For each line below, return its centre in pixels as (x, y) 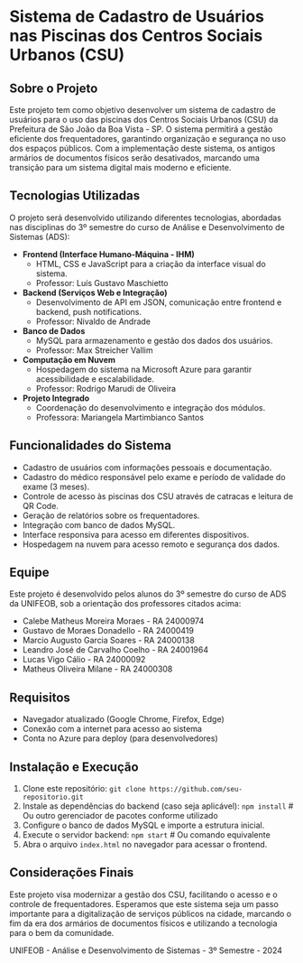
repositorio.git (53, 797)
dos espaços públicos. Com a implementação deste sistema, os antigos (142, 148)
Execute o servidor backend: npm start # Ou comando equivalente (146, 835)
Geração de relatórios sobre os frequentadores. (111, 515)
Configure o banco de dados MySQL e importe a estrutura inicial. (143, 825)
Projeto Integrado (56, 398)
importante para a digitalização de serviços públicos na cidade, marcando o (150, 913)
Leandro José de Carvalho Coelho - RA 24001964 (115, 650)
